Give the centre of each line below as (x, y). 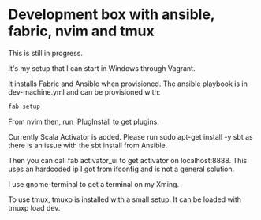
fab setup (24, 106)
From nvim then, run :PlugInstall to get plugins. (84, 121)
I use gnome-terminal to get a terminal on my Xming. (94, 184)
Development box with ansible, (112, 15)
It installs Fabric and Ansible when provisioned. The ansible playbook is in (128, 84)
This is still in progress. (46, 53)
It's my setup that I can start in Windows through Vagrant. (102, 68)
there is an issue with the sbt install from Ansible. (88, 145)
